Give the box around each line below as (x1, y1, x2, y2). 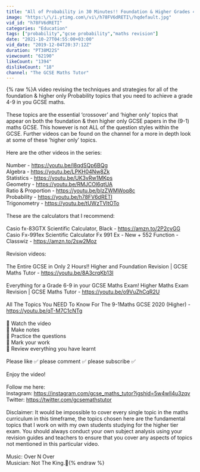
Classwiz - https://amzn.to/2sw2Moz (6, 237, 97, 245)
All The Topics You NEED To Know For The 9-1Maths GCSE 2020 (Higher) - (6, 301, 190, 308)
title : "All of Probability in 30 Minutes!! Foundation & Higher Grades (6, 8, 190, 15)
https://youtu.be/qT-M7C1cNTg (6, 307, 83, 314)
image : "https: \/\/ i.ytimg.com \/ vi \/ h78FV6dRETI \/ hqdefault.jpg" (6, 14, 171, 20)
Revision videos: (6, 251, 46, 258)
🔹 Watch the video (6, 320, 52, 327)
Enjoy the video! (6, 371, 46, 378)
